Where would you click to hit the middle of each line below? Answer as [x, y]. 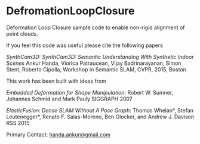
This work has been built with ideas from [56, 81]
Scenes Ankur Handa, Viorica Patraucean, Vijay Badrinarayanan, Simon [94, 63]
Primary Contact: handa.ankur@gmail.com [59, 134]
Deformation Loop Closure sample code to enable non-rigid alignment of [96, 27]
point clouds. [22, 33]
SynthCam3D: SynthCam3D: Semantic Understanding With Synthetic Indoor [100, 57]
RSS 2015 [18, 123]
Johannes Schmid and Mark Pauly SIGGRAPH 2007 [70, 99]
